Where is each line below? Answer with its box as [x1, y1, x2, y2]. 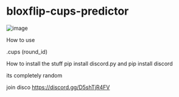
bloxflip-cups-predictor [6, 4, 129, 18]
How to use [6, 36, 35, 43]
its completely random [6, 71, 63, 79]
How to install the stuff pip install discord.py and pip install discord [6, 60, 173, 67]
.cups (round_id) [6, 48, 47, 56]
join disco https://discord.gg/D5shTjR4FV [6, 84, 110, 91]
